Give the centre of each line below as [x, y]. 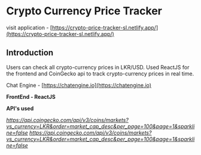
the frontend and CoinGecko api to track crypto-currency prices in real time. [100, 74]
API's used [20, 108]
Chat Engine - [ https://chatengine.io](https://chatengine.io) [79, 85]
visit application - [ [29, 28]
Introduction [30, 53]
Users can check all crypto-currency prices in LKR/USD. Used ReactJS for [98, 67]
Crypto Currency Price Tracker [84, 11]
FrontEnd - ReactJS [31, 96]
